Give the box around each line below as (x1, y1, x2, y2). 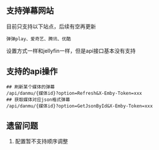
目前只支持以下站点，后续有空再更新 (6, 23, 96, 30)
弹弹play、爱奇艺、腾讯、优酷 (6, 35, 71, 42)
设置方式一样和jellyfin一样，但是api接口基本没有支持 (6, 47, 136, 54)
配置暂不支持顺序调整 (14, 137, 68, 145)
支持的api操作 (6, 67, 58, 77)
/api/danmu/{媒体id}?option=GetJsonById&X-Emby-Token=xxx (6, 103, 153, 109)
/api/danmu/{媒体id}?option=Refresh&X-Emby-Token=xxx (6, 90, 143, 96)
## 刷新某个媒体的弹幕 (6, 83, 55, 90)
